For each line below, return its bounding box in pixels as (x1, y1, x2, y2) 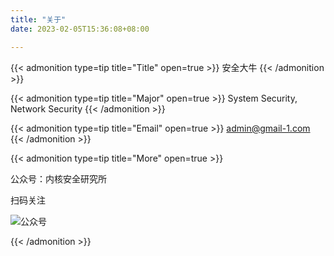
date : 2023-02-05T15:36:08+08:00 (10, 24, 150, 34)
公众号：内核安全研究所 (10, 172, 107, 185)
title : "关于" (10, 14, 67, 25)
